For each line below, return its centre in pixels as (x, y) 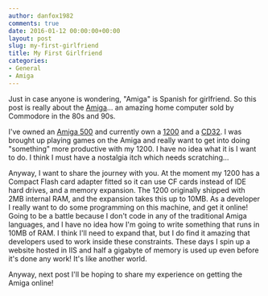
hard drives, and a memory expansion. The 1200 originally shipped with (127, 190)
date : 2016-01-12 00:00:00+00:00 (64, 31)
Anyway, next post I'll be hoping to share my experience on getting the (126, 274)
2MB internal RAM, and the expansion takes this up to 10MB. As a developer (134, 198)
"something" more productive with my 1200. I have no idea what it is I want (132, 148)
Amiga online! (31, 282)
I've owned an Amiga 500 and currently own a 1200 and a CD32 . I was (125, 131)
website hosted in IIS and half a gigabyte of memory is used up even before (134, 250)
